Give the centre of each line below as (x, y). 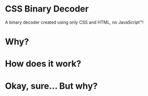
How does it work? (43, 64)
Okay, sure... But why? (51, 86)
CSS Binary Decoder (47, 9)
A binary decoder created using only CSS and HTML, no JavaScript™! (74, 22)
